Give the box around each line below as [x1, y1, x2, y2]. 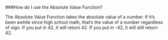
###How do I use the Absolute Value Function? [5, 4, 103, 10]
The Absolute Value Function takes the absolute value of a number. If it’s [5, 14, 155, 19]
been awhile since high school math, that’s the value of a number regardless [5, 19, 163, 25]
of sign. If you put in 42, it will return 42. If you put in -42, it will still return [5, 24, 158, 30]
